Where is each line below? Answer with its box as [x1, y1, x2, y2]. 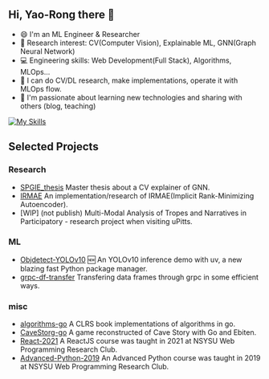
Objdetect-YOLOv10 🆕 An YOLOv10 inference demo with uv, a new [19, 255, 243, 264]
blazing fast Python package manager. [19, 263, 148, 273]
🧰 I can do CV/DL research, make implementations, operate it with [19, 75, 238, 85]
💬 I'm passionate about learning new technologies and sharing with [19, 92, 243, 102]
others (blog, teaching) [19, 101, 96, 111]
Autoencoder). [19, 199, 68, 209]
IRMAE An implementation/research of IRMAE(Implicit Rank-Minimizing [19, 190, 255, 201]
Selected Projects [8, 140, 99, 153]
